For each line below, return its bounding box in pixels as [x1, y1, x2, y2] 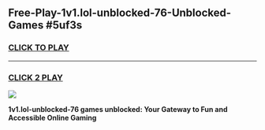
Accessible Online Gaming [8, 113, 97, 122]
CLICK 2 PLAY [8, 72, 63, 83]
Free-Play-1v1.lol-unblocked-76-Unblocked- [8, 6, 231, 20]
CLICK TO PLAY [8, 43, 69, 54]
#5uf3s [46, 19, 83, 32]
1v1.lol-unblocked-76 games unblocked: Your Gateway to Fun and [8, 104, 228, 113]
